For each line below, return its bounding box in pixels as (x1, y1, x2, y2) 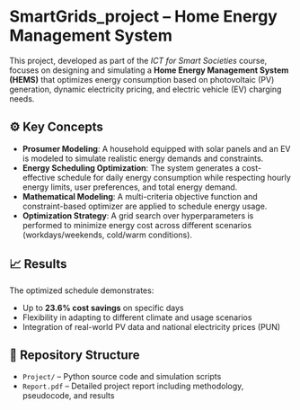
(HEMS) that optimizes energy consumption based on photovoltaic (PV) (9, 74, 275, 85)
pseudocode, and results (22, 390, 115, 401)
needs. (9, 93, 35, 104)
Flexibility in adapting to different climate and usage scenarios (22, 312, 252, 323)
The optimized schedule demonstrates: (9, 285, 154, 296)
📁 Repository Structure (9, 347, 140, 362)
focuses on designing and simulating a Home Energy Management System (9, 65, 289, 76)
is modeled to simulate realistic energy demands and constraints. (22, 153, 264, 164)
